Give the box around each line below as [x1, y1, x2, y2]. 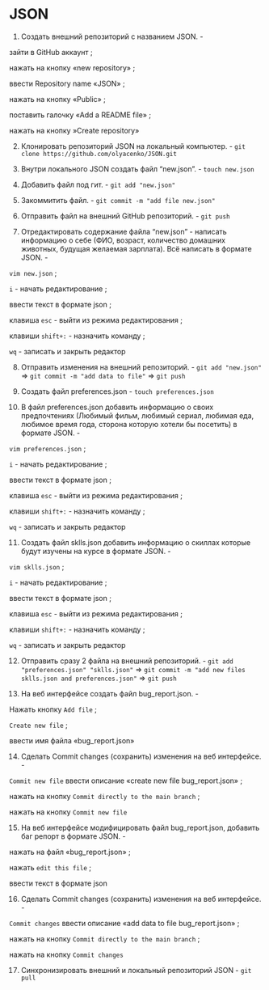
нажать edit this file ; [9, 862, 92, 872]
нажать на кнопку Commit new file [9, 806, 128, 817]
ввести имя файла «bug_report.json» [9, 735, 135, 745]
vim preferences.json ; [9, 443, 86, 453]
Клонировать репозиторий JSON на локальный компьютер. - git [20, 141, 246, 150]
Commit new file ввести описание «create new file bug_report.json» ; [9, 776, 243, 785]
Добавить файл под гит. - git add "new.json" [20, 180, 176, 189]
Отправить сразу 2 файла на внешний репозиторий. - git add [20, 656, 233, 666]
